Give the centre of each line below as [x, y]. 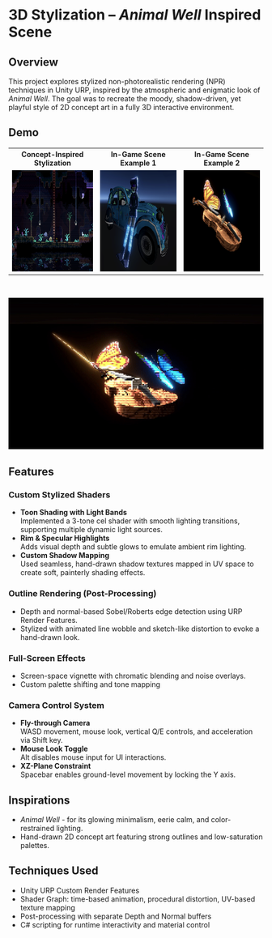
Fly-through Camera [55, 723]
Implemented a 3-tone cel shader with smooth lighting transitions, [130, 521]
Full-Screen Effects [47, 658]
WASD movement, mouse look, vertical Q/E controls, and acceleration [136, 731]
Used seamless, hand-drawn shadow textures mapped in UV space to [137, 564]
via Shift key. [41, 740]
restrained [37, 829]
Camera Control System [57, 705]
